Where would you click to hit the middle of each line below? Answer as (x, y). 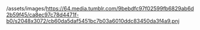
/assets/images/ (26, 9)
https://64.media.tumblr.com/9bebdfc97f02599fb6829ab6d (120, 9)
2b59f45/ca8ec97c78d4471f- (43, 15)
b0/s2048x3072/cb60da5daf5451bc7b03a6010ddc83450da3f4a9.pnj (93, 21)
